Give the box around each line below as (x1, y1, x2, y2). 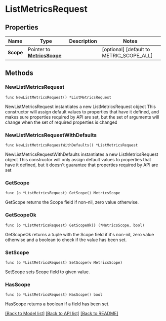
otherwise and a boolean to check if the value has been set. (5, 237, 127, 243)
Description (69, 38, 97, 44)
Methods (5, 69, 34, 77)
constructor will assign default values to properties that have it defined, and (5, 108, 159, 114)
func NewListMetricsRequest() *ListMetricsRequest (5, 95, 112, 100)
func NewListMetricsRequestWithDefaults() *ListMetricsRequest (5, 143, 138, 147)
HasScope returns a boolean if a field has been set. (5, 301, 110, 307)
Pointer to (28, 46, 50, 53)
